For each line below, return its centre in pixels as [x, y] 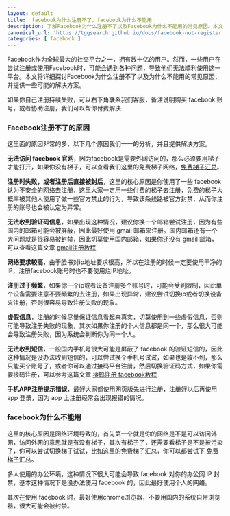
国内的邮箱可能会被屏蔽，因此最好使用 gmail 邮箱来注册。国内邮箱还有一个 [112, 231]
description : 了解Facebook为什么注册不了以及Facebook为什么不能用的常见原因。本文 [115, 26]
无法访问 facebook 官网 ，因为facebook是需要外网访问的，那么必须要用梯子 [114, 159]
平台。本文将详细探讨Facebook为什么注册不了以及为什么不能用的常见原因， [114, 77]
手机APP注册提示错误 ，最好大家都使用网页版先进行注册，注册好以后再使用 [112, 389]
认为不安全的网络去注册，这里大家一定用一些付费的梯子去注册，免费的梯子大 [115, 190]
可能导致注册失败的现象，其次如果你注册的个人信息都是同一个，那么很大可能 [115, 326]
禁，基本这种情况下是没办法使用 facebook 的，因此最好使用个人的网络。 [109, 482]
